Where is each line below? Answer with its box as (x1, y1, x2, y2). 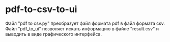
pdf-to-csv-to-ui (5, 4, 77, 15)
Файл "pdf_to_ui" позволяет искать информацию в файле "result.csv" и (5, 25, 159, 31)
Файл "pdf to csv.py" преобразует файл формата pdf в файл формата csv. (5, 20, 165, 26)
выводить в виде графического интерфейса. (5, 31, 102, 37)
